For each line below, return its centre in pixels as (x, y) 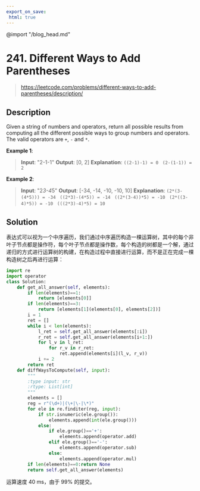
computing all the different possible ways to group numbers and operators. (98, 133)
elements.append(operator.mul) (98, 459)
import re (18, 271)
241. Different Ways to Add (74, 58)
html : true (22, 17)
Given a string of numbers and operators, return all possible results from (95, 127)
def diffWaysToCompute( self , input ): (64, 370)
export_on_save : (26, 12)
